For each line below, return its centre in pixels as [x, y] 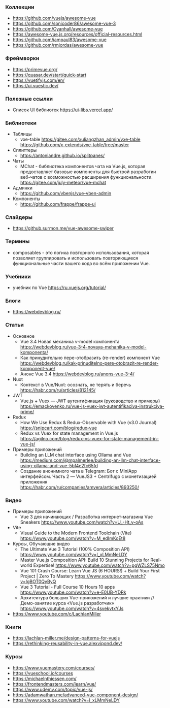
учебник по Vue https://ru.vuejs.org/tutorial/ [59, 287]
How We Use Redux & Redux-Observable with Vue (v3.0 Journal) [88, 422]
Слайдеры [19, 217]
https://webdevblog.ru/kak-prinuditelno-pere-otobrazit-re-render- [89, 363]
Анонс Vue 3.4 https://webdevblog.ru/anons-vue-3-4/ [77, 374]
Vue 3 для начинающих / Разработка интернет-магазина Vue [87, 517]
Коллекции [20, 7]
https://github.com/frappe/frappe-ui [58, 204]
